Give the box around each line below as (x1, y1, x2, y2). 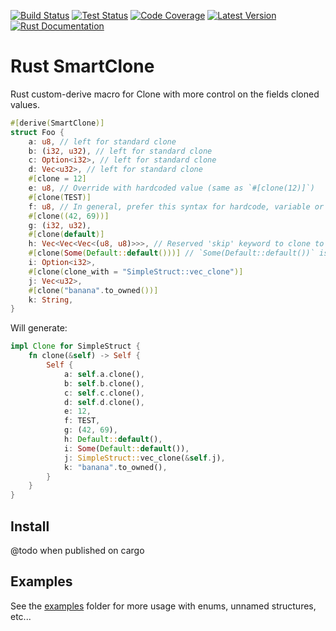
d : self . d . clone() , (63, 397, 145, 407)
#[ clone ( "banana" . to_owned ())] (28, 285, 159, 295)
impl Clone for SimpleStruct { (10, 341, 141, 352)
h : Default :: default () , (63, 435, 163, 445)
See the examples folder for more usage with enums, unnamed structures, (10, 600, 317, 612)
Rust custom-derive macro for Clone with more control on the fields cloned (10, 88, 320, 100)
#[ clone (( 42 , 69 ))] (28, 211, 110, 221)
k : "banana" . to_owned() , (63, 462, 168, 472)
